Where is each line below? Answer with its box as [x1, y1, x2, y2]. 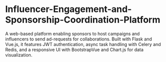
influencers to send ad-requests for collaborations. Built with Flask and [5, 36, 152, 42]
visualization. [5, 51, 33, 58]
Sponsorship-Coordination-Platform [5, 14, 160, 25]
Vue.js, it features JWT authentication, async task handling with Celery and [5, 41, 161, 47]
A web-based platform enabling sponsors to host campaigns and [5, 30, 140, 36]
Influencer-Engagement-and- [5, 3, 132, 15]
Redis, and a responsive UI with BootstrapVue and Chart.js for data [5, 46, 144, 52]
